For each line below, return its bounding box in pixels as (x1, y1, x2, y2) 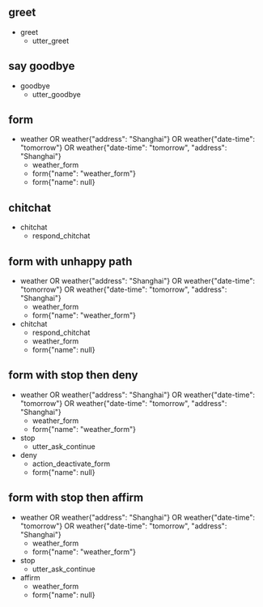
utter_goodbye (32, 89, 81, 99)
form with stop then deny (8, 368, 138, 383)
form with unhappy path (8, 254, 133, 268)
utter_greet (32, 36, 70, 45)
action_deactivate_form (32, 459, 111, 468)
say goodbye (8, 59, 75, 73)
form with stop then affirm (8, 491, 144, 505)
